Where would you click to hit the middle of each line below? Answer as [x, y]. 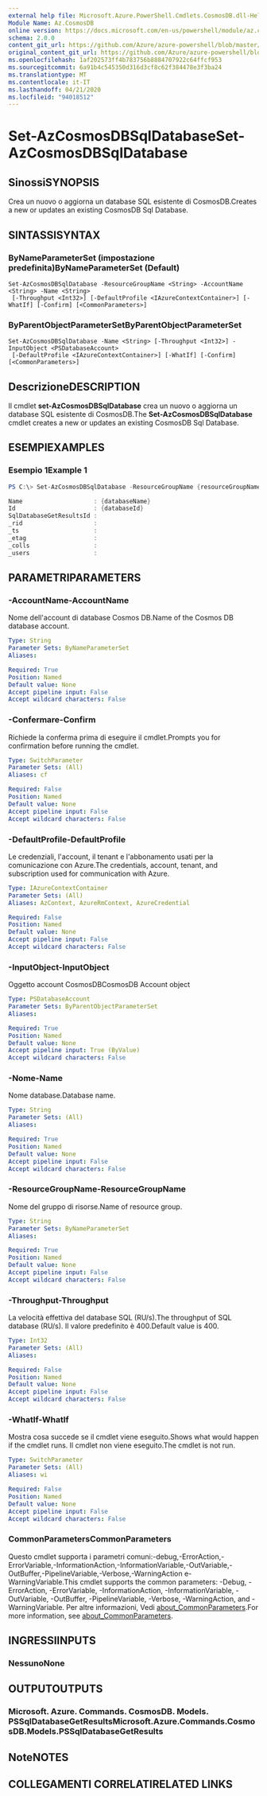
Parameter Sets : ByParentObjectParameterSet [83, 1007]
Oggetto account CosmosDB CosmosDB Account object [99, 985]
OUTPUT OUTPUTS [56, 1689]
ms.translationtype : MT [48, 75]
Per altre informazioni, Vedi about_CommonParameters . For [162, 1607]
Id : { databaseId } [76, 509]
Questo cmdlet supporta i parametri [67, 1557]
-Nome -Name [36, 1079]
